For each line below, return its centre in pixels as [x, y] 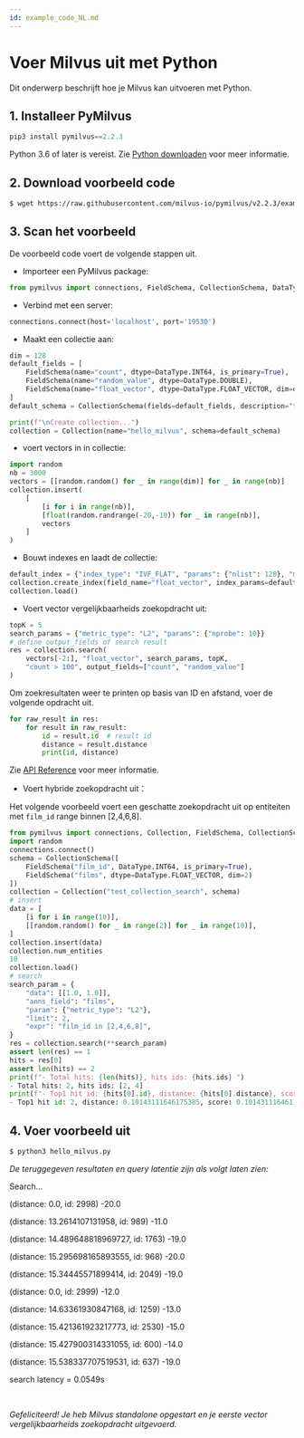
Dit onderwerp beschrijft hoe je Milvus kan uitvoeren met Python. [131, 88]
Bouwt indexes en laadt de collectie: [90, 558]
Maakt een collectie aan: [68, 339]
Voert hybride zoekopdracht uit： [85, 789]
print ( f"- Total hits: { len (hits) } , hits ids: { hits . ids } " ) [127, 1077]
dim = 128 [28, 355]
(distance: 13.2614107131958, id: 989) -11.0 [89, 1221]
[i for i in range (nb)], [89, 507]
